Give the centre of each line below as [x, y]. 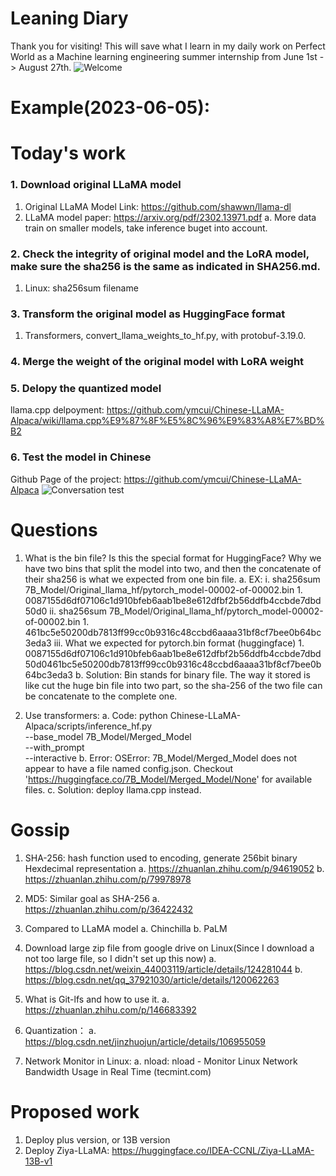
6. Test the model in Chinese [81, 457]
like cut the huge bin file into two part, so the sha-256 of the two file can [173, 685]
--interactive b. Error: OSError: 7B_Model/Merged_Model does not [161, 758]
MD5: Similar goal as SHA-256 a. [92, 898]
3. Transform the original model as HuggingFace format [148, 314]
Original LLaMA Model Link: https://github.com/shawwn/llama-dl [158, 206]
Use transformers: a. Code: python [96, 715]
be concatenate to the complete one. [101, 696]
